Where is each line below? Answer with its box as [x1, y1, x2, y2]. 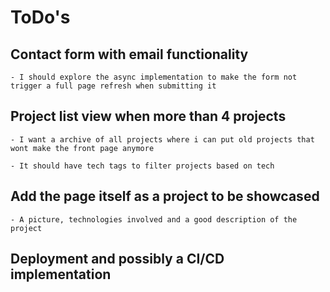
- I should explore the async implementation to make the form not [10, 72, 298, 82]
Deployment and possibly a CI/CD [10, 251, 225, 268]
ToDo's [10, 6, 71, 29]
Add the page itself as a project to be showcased [10, 188, 320, 205]
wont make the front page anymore [10, 143, 155, 153]
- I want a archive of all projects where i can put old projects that [10, 134, 315, 145]
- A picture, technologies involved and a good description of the [10, 214, 298, 225]
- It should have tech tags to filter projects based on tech [10, 161, 275, 171]
